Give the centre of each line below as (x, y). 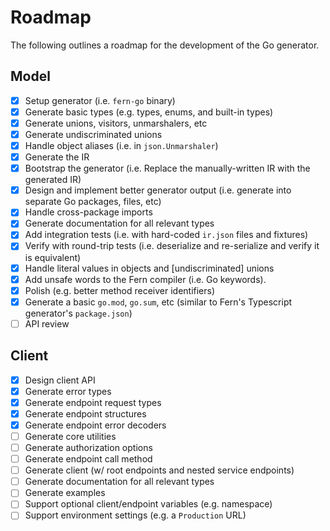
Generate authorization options (88, 447)
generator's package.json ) (78, 313)
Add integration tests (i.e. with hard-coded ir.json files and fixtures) (166, 235)
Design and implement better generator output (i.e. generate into (158, 190)
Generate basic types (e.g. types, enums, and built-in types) (149, 112)
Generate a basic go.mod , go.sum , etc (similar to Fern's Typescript (158, 302)
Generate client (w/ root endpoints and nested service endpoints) (159, 470)
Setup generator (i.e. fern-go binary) (100, 100)
